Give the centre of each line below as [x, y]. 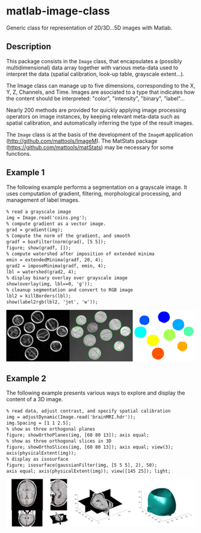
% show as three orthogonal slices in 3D [59, 441]
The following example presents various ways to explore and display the [96, 393]
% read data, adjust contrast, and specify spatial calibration [88, 411]
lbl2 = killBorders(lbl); [39, 296]
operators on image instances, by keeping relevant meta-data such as [93, 116]
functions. [19, 153]
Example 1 [26, 173]
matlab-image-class [58, 11]
